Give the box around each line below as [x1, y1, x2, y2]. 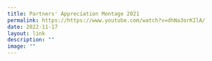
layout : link [7, 29, 46, 37]
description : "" [7, 36, 55, 43]
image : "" [7, 43, 37, 50]
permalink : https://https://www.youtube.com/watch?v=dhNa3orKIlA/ [7, 17, 206, 24]
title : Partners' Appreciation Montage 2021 [7, 10, 140, 18]
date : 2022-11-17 [7, 23, 58, 30]
